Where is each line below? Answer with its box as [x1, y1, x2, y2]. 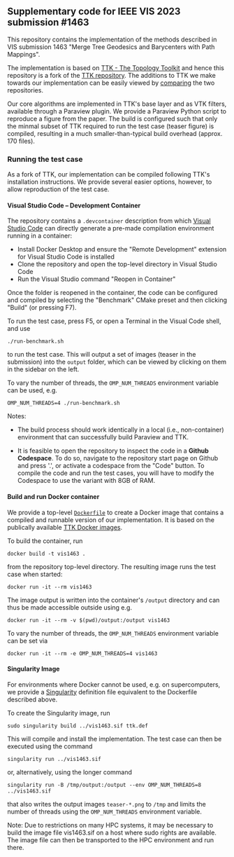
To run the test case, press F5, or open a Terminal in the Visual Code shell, [7, 317, 221, 325]
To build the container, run [7, 536, 83, 545]
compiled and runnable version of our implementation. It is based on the [7, 515, 215, 524]
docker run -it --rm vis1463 [7, 583, 92, 591]
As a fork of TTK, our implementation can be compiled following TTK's [7, 170, 210, 179]
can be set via [7, 636, 48, 645]
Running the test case [7, 154, 83, 164]
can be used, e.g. [7, 386, 58, 395]
